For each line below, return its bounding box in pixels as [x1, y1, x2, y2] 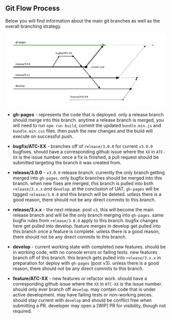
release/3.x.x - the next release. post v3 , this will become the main [12, 206, 154, 212]
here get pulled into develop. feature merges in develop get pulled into [12, 223, 161, 229]
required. [12, 308, 32, 314]
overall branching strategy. [5, 23, 62, 29]
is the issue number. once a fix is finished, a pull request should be [18, 154, 159, 160]
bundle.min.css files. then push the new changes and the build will [12, 127, 153, 134]
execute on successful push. [12, 133, 74, 139]
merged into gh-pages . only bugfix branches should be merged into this [12, 175, 162, 181]
